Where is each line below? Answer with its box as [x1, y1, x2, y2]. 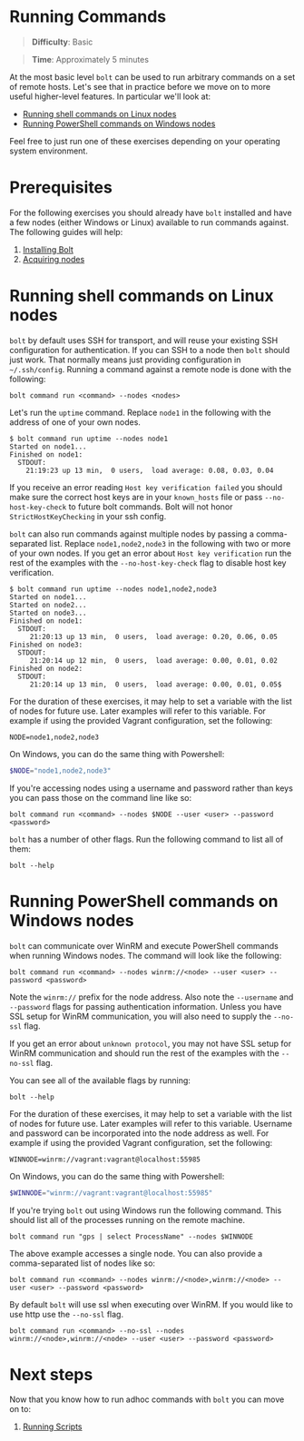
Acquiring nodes [22, 253, 85, 264]
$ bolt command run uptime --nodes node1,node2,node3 [9, 584, 218, 594]
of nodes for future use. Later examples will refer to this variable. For [9, 706, 266, 716]
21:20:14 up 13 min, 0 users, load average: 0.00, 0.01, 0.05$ [29, 679, 282, 689]
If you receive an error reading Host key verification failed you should [9, 481, 283, 492]
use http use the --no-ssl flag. [9, 1308, 124, 1319]
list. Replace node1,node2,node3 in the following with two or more [49, 538, 291, 548]
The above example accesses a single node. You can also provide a [9, 1248, 263, 1258]
